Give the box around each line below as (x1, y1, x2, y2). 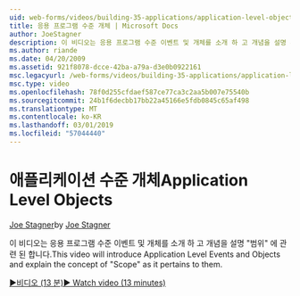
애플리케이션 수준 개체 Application (9, 170, 248, 191)
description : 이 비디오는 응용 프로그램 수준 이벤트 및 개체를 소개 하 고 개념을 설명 (9, 37, 287, 47)
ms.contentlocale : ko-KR (9, 112, 102, 121)
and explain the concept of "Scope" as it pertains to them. (9, 259, 223, 269)
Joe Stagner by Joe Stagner (9, 219, 111, 230)
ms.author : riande (9, 46, 78, 55)
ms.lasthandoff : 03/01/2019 (9, 121, 114, 130)
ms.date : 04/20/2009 (9, 54, 87, 63)
